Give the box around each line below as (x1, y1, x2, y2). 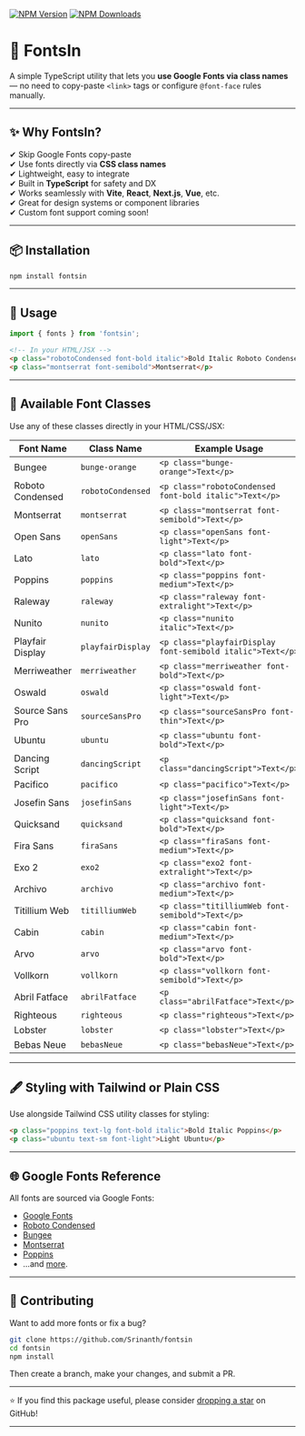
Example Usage (194, 442, 264, 455)
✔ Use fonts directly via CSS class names (9, 158, 166, 169)
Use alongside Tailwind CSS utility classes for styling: (9, 1109, 210, 1120)
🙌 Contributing (9, 1293, 94, 1309)
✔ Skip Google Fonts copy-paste (9, 148, 132, 159)
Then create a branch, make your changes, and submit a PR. (9, 1369, 236, 1380)
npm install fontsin (9, 271, 88, 281)
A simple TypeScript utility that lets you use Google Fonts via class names (9, 70, 289, 81)
